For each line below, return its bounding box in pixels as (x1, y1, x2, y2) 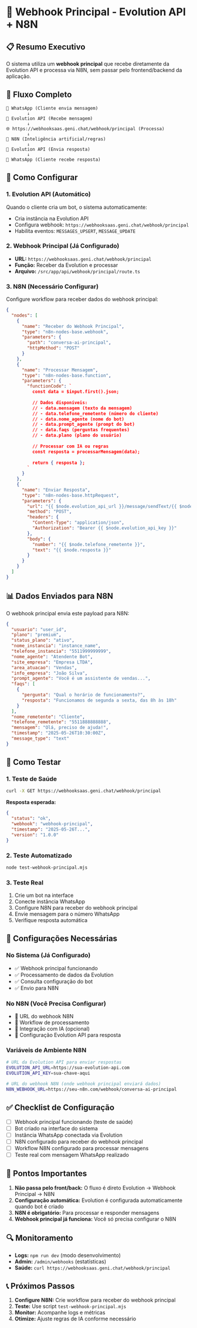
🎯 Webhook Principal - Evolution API (6, 5, 186, 19)
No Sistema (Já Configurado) (6, 951, 91, 960)
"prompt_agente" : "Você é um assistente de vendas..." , (11, 676, 151, 682)
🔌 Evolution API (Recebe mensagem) (6, 116, 93, 121)
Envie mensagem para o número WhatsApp (14, 910, 120, 917)
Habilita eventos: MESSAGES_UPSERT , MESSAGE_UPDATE (14, 227, 136, 234)
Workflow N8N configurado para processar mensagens (14, 1144, 149, 1151)
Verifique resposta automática (14, 917, 88, 924)
